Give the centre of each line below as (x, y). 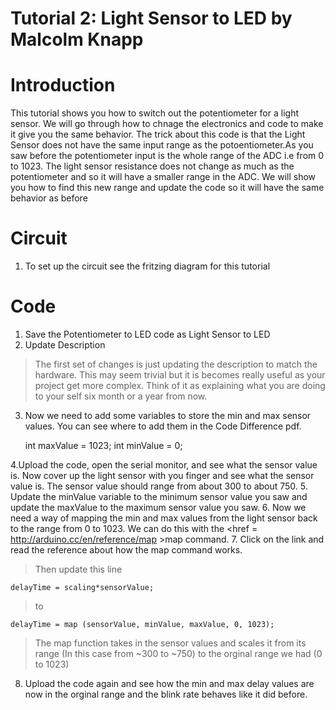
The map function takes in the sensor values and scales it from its (170, 643)
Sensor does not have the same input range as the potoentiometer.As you (162, 145)
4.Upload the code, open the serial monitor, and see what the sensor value (164, 465)
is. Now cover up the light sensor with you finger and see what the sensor (162, 475)
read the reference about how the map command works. (126, 550)
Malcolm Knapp (77, 39)
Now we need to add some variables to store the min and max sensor (168, 415)
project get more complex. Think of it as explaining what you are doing (180, 385)
